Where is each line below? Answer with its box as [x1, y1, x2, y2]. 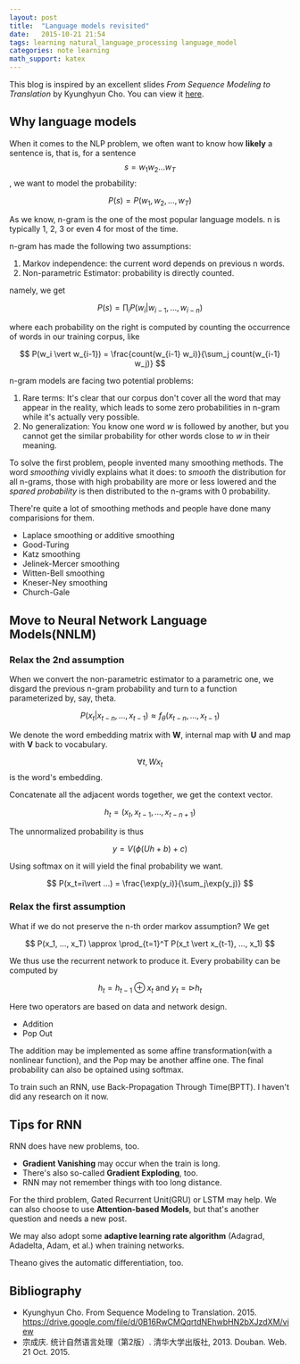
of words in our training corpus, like [9, 331, 140, 342]
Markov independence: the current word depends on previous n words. [21, 258, 286, 269]
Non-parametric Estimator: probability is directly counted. [21, 268, 235, 279]
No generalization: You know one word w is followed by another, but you [21, 421, 289, 432]
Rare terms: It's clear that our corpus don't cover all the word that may [21, 393, 281, 403]
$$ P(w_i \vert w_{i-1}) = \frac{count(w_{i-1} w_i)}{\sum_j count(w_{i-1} [19, 349, 281, 360]
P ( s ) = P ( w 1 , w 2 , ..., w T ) [108, 195, 192, 208]
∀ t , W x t [137, 756, 163, 769]
